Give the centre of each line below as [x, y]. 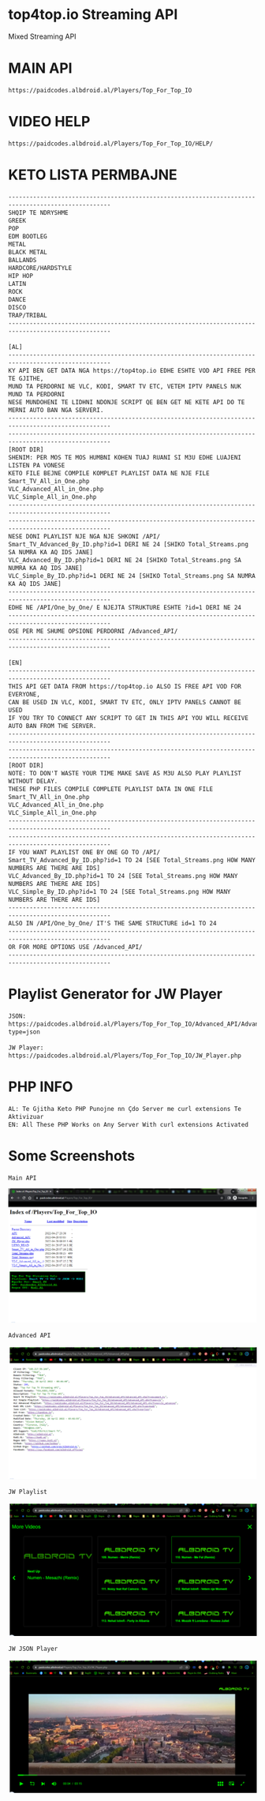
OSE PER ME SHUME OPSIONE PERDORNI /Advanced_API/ [93, 631]
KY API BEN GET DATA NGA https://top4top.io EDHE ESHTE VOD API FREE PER [132, 370]
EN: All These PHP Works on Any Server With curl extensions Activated [128, 1124]
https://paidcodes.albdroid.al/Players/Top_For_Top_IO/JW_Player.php [125, 1056]
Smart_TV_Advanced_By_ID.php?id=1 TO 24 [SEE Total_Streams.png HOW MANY [132, 860]
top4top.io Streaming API [93, 15]
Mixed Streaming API [42, 36]
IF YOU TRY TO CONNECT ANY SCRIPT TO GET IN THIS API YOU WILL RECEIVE [128, 718]
